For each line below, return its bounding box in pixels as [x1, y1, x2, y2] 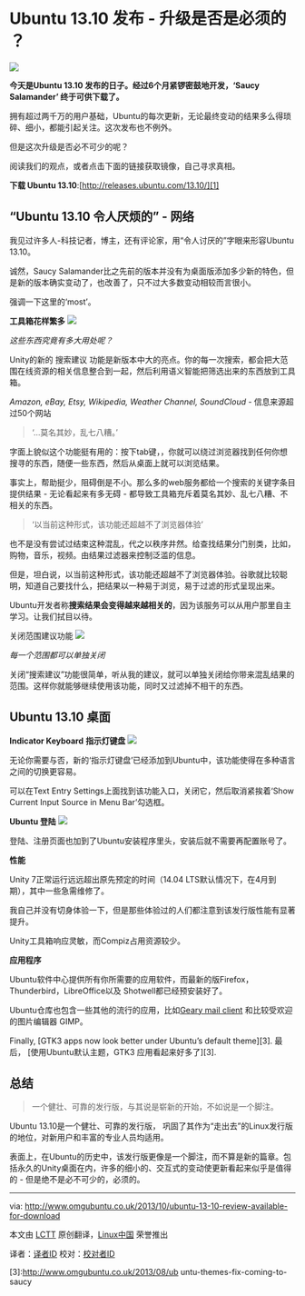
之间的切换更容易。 [9, 765, 82, 777]
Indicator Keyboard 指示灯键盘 [9, 735, 126, 746]
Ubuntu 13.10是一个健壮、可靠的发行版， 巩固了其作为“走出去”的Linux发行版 [9, 1121, 293, 1132]
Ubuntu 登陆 [9, 815, 56, 827]
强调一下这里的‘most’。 [9, 296, 96, 307]
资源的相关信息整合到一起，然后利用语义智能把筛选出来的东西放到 [33, 365, 280, 376]
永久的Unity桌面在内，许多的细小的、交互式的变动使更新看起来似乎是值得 [16, 1162, 292, 1173]
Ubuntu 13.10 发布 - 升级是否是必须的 [9, 8, 287, 29]
